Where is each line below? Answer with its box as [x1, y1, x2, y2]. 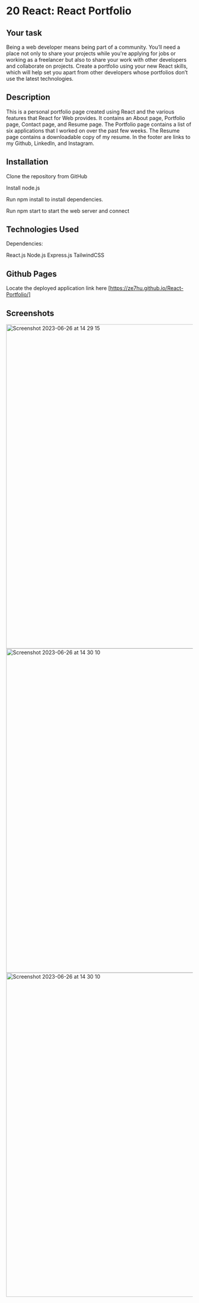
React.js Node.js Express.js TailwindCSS [6, 251, 105, 259]
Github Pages [6, 269, 57, 279]
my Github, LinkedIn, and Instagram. [6, 140, 95, 147]
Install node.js [6, 184, 40, 191]
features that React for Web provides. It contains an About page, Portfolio [6, 114, 185, 121]
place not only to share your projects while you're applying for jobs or [6, 50, 176, 57]
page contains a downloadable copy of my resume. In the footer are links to [6, 133, 191, 140]
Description [6, 92, 50, 102]
